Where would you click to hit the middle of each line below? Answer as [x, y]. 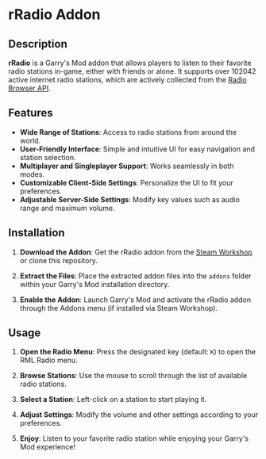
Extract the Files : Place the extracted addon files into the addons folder [135, 276]
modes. [32, 174]
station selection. [48, 157]
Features [31, 113]
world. [30, 140]
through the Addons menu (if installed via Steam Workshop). [119, 308]
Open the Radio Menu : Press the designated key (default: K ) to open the [138, 352]
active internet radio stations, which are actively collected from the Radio [128, 80]
